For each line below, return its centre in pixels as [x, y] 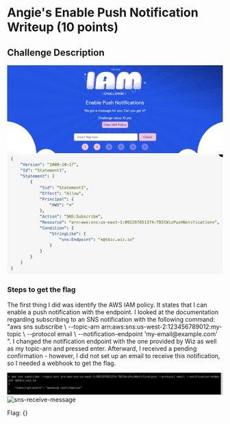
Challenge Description [56, 52]
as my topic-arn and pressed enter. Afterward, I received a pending [102, 349]
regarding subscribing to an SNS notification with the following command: [111, 319]
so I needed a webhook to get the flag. [62, 363]
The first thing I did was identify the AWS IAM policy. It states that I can [107, 305]
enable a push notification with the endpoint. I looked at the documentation [113, 312]
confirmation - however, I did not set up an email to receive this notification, [114, 355]
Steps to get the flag [41, 290]
